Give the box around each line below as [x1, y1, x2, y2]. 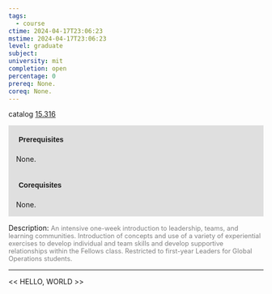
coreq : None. [8, 87, 53, 96]
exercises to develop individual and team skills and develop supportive [8, 240, 224, 248]
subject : [8, 49, 38, 58]
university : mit [8, 58, 63, 66]
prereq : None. [8, 79, 57, 87]
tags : [8, 11, 27, 20]
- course [15, 19, 45, 28]
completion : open [8, 65, 67, 73]
